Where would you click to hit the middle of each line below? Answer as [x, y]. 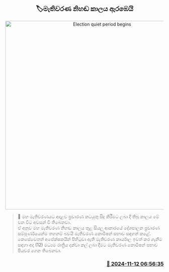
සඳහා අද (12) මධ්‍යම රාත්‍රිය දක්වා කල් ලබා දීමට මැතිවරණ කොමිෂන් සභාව [88, 245]
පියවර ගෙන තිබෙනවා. [39, 250]
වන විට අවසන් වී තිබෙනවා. [44, 222]
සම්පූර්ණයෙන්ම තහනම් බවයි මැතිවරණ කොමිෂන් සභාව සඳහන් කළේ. [84, 233]
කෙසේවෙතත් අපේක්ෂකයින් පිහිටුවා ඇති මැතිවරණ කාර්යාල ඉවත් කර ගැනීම [90, 239]
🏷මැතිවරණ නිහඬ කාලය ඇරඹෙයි [84, 9]
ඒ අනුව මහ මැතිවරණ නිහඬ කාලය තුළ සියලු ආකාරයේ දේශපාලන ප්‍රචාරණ [89, 228]
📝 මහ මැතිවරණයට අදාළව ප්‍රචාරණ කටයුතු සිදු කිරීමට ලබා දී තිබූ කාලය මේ [88, 216]
